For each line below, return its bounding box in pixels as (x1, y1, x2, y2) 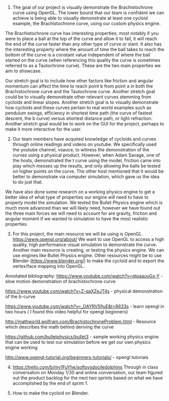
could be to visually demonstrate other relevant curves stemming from (5, 94, 151, 100)
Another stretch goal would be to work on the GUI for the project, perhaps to (5, 121, 164, 127)
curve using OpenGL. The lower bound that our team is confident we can (12, 10, 164, 16)
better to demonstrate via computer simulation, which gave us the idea (12, 174, 160, 179)
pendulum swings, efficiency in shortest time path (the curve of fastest (5, 110, 153, 116)
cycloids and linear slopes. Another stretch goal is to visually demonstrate (5, 99, 159, 105)
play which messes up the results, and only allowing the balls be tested (12, 163, 160, 169)
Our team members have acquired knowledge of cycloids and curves (12, 136, 156, 142)
